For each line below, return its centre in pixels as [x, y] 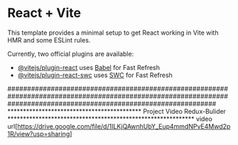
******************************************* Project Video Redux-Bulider [117, 111]
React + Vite [44, 13]
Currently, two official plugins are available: [71, 54]
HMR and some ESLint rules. [49, 40]
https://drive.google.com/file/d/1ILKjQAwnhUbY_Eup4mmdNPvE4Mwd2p [124, 126]
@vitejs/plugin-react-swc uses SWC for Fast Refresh [95, 75]
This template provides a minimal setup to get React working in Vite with [113, 33]
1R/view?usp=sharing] [40, 134]
